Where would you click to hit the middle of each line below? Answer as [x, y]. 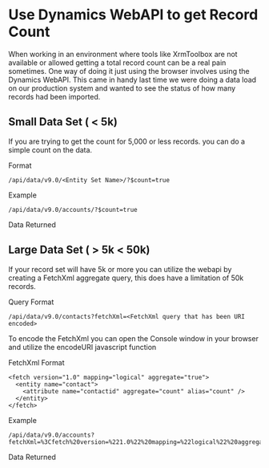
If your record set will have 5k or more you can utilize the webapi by [120, 269]
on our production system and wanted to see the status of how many [122, 88]
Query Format [31, 302]
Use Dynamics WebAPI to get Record [133, 15]
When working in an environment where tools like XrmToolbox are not [123, 54]
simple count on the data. [50, 149]
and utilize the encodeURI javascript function [82, 347]
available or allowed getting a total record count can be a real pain [117, 63]
